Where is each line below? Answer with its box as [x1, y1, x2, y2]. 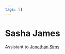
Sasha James [5, 27, 61, 39]
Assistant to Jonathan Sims [5, 44, 60, 50]
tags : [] [5, 7, 23, 12]
